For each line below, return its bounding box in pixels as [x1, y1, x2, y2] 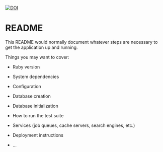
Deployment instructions [12, 132, 64, 138]
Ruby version [12, 63, 40, 70]
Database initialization [12, 103, 59, 109]
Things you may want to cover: [5, 54, 69, 60]
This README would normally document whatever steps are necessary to [5, 39, 158, 45]
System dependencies [12, 73, 59, 80]
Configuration [12, 83, 41, 89]
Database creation [12, 93, 51, 99]
